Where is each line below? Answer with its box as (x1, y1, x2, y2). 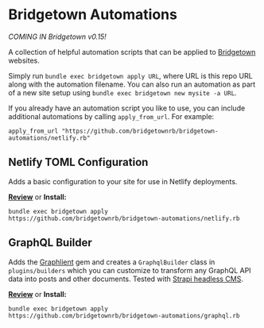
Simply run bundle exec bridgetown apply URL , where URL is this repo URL (8, 71, 253, 80)
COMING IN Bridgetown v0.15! (8, 32, 107, 41)
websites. (8, 56, 40, 65)
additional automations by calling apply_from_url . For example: (8, 111, 215, 121)
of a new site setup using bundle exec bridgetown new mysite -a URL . (8, 87, 237, 97)
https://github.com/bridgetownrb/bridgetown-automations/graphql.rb (8, 311, 240, 319)
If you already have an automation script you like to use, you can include (8, 103, 246, 113)
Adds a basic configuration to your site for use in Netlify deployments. (8, 176, 238, 186)
